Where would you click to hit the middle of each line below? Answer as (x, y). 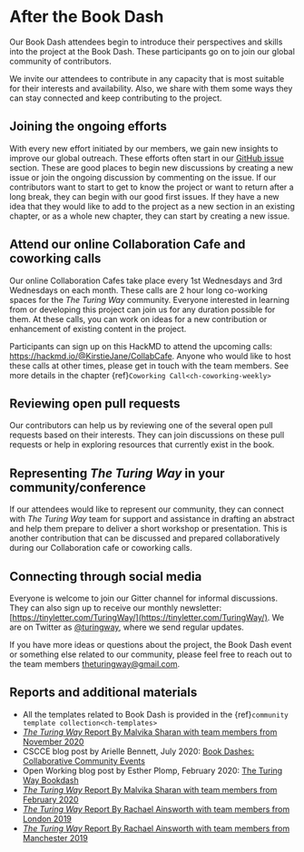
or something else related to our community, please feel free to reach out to (151, 654)
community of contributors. (60, 61)
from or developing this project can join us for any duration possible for (142, 309)
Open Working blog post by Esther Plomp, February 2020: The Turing (152, 770)
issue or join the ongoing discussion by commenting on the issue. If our (143, 177)
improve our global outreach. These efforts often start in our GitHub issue (147, 158)
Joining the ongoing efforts (88, 127)
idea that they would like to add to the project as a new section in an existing (152, 206)
